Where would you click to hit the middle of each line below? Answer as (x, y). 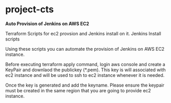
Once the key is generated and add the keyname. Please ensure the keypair (85, 85)
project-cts (30, 9)
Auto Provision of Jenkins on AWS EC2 (47, 24)
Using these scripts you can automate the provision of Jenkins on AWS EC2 (85, 49)
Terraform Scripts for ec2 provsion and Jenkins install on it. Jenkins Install (83, 33)
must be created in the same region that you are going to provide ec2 (78, 90)
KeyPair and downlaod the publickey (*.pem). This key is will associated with (86, 70)
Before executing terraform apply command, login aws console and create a (85, 64)
